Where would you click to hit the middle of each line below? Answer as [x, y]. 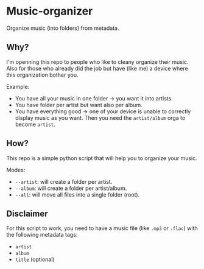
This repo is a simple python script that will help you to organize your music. [102, 158]
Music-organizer [50, 11]
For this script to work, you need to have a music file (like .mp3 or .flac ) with [102, 228]
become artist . [35, 124]
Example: [18, 86]
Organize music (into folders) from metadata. [63, 28]
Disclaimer [27, 213]
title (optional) [35, 259]
